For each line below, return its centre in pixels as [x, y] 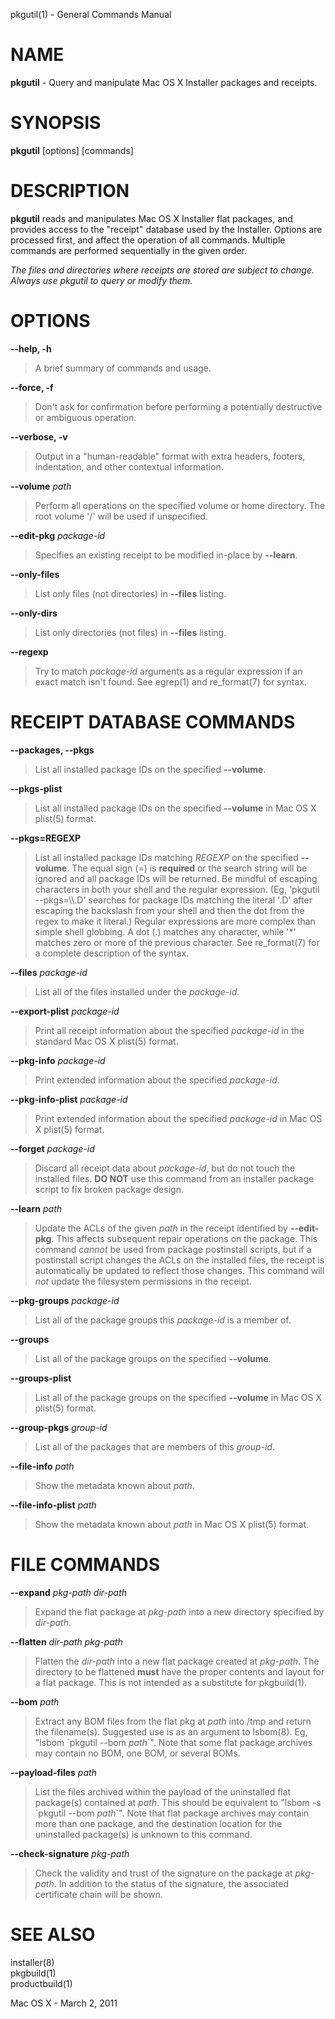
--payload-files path [53, 1772]
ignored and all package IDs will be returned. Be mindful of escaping [176, 878]
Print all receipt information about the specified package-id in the [169, 1030]
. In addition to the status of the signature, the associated [171, 1883]
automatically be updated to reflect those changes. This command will [179, 1270]
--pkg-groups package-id [65, 1300]
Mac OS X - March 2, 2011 [64, 2003]
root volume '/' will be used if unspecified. [121, 516]
